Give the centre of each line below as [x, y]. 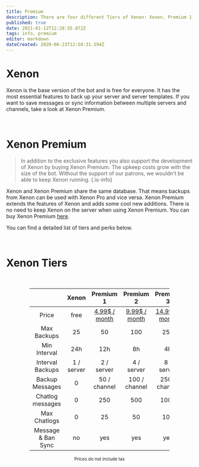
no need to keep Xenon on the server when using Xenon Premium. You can [98, 210]
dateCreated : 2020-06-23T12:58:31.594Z [55, 45]
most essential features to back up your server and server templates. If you [98, 96]
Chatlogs [47, 420]
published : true [26, 22]
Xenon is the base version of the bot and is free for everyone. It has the [93, 90]
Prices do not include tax [99, 459]
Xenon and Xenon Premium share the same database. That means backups [98, 191]
